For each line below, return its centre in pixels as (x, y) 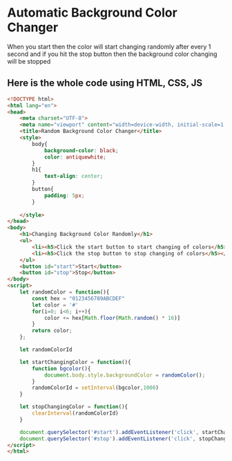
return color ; (52, 331)
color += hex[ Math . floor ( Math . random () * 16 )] (112, 318)
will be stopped (29, 61)
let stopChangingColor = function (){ (74, 407)
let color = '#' (55, 305)
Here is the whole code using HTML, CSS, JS (105, 83)
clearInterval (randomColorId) (75, 413)
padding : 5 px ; (64, 195)
